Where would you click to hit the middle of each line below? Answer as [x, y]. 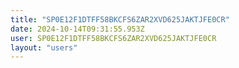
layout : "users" [44, 47]
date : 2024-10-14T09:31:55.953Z [77, 29]
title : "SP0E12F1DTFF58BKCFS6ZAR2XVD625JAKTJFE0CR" [120, 19]
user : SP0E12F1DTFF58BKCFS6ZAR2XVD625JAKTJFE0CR [113, 38]
